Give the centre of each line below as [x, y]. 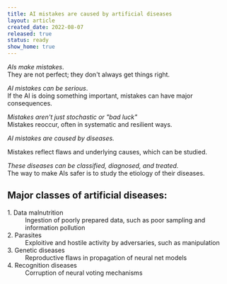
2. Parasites [25, 235]
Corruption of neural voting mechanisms [84, 273]
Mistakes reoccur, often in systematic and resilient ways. [90, 124]
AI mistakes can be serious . [48, 88]
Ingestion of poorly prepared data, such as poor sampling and [115, 220]
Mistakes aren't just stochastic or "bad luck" [72, 117]
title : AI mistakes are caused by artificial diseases [90, 14]
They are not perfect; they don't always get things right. [89, 74]
